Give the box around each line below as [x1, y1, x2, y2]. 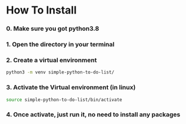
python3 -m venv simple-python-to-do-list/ [6, 69, 115, 75]
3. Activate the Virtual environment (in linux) [6, 83, 136, 92]
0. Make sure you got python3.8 [6, 25, 99, 33]
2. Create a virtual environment [6, 56, 97, 64]
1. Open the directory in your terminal [6, 41, 115, 49]
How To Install [6, 4, 77, 17]
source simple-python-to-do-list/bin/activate [6, 96, 122, 103]
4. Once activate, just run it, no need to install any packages [6, 110, 181, 119]
